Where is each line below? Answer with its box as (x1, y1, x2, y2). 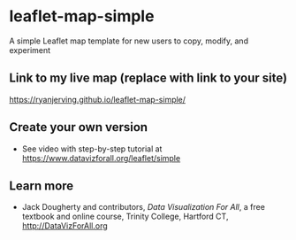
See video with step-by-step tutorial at (21, 143, 163, 154)
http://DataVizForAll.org (21, 221, 108, 231)
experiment (9, 44, 51, 55)
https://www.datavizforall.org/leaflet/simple (21, 152, 181, 163)
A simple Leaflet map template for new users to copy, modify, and (9, 35, 249, 46)
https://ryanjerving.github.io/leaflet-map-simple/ (9, 94, 186, 105)
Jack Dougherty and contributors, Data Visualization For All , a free (21, 202, 265, 213)
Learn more (9, 178, 74, 193)
